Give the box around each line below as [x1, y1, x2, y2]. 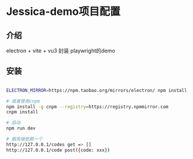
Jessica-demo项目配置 [6, 5, 121, 18]
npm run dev [6, 125, 36, 132]
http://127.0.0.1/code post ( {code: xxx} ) [6, 147, 110, 153]
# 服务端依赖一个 [6, 136, 43, 142]
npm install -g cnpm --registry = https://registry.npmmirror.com [6, 104, 169, 110]
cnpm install [6, 109, 39, 115]
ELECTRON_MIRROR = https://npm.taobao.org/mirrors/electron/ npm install [6, 87, 187, 93]
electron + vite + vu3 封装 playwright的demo [6, 47, 116, 54]
